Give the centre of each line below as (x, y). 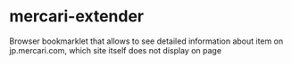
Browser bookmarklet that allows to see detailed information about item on (146, 41)
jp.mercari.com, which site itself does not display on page (115, 50)
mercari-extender (77, 16)
